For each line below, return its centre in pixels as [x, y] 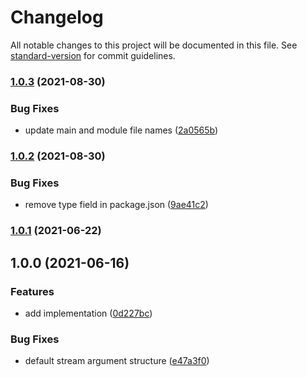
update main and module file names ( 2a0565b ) [121, 130]
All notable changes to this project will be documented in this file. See [154, 45]
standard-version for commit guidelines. [93, 55]
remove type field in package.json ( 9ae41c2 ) [116, 205]
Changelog [57, 17]
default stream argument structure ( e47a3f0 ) [117, 361]
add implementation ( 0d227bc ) [88, 313]
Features [32, 291]
